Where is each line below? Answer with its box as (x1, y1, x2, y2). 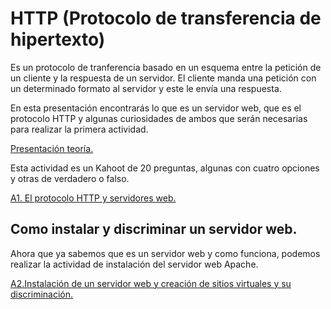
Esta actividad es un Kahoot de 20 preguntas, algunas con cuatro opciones (10, 162, 320, 174)
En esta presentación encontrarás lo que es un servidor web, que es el (10, 102, 302, 114)
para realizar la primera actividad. (10, 123, 149, 135)
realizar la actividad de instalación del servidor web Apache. (10, 258, 259, 270)
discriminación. (10, 288, 74, 300)
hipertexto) (10, 28, 106, 51)
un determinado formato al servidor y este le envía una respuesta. (10, 82, 282, 94)
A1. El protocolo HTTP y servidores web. (10, 192, 177, 204)
